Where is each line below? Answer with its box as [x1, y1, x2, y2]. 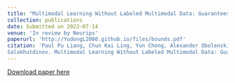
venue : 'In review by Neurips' [7, 29, 99, 37]
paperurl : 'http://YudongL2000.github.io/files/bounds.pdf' [7, 36, 187, 43]
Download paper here [7, 67, 70, 76]
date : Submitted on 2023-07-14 [7, 23, 99, 30]
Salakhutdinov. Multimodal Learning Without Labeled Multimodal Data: [7, 49, 218, 56]
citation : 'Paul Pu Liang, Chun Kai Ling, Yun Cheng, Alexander [7, 42, 199, 49]
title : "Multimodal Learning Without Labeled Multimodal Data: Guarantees [7, 10, 230, 17]
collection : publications [7, 17, 83, 24]
